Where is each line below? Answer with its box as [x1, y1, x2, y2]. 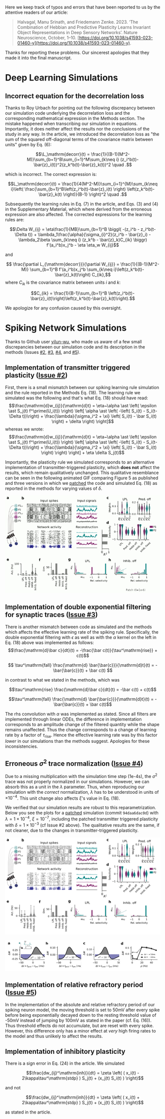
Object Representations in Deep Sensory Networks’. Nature [17, 30, 138, 35]
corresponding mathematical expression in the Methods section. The [5, 116, 145, 121]
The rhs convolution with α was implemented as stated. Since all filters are [5, 711, 157, 717]
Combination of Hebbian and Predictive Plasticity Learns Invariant [17, 24, 151, 30]
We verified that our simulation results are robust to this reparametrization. [5, 805, 156, 811]
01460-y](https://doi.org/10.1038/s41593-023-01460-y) [17, 40, 131, 46]
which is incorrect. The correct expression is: [5, 172, 97, 177]
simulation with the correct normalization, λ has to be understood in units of [5, 789, 159, 795]
